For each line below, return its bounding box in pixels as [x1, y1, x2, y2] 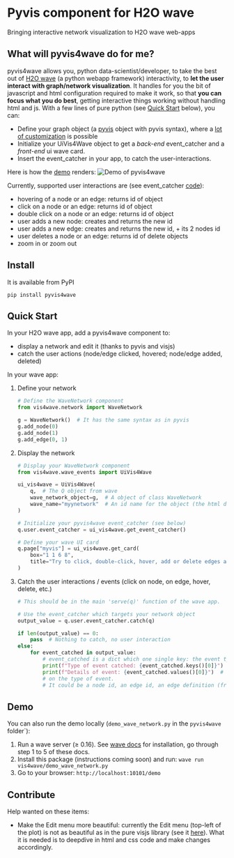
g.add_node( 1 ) [17, 429, 58, 436]
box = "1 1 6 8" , [30, 552, 75, 559]
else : [17, 643, 33, 650]
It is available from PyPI [7, 277, 75, 286]
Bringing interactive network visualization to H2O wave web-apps [7, 28, 196, 36]
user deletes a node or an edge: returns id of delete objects [17, 231, 189, 240]
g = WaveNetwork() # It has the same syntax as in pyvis [17, 417, 189, 424]
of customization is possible [17, 132, 98, 140]
